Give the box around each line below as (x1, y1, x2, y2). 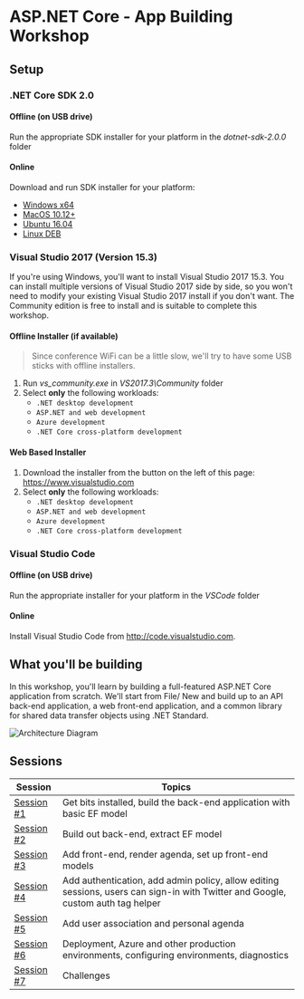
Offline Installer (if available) (9, 331, 119, 341)
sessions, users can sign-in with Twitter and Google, (62, 885, 287, 898)
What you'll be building (9, 657, 143, 672)
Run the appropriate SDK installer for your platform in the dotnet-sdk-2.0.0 (9, 131, 287, 142)
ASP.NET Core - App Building (9, 6, 233, 27)
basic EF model (62, 807, 128, 820)
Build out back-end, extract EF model (62, 827, 223, 840)
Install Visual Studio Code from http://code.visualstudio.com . (9, 630, 236, 641)
